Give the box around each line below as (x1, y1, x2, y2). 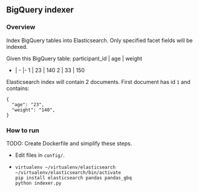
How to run (6, 126, 39, 135)
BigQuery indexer (6, 5, 74, 15)
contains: (6, 85, 30, 92)
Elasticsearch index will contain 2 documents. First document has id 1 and (6, 78, 191, 85)
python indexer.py (15, 180, 62, 186)
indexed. (6, 43, 28, 50)
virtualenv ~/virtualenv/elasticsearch (15, 164, 116, 170)
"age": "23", (11, 101, 45, 107)
